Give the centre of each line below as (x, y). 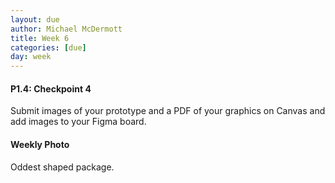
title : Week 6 (40, 38)
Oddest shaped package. (62, 167)
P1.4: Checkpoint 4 (51, 88)
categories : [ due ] (48, 47)
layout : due (35, 19)
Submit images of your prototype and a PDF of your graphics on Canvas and (168, 111)
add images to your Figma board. (78, 122)
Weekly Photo (40, 144)
